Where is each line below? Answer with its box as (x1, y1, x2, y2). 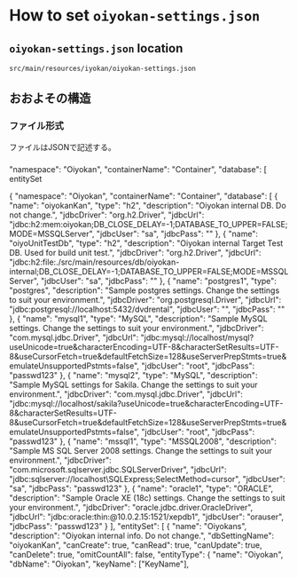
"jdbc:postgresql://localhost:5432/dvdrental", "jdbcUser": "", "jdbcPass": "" (9, 304, 285, 315)
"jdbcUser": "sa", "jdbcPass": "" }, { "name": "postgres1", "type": (41, 276, 277, 287)
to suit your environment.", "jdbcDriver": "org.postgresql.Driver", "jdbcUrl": (9, 295, 282, 305)
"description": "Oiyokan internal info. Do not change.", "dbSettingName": (9, 530, 275, 542)
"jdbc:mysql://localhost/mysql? (140, 332, 254, 343)
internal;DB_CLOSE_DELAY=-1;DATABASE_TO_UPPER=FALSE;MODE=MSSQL (9, 266, 289, 277)
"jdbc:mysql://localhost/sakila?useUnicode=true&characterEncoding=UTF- (9, 399, 284, 409)
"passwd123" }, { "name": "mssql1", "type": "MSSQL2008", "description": (9, 436, 277, 447)
